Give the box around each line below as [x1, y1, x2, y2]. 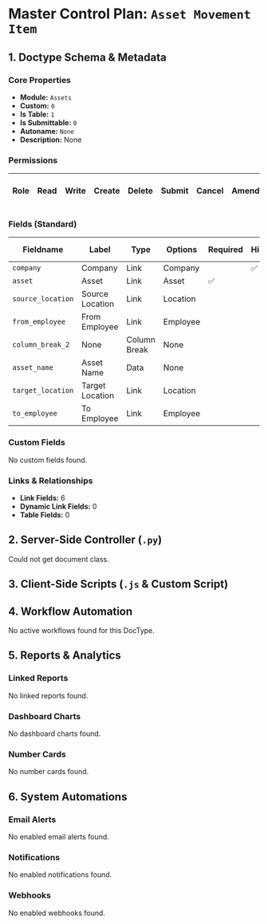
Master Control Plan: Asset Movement [8, 5, 251, 23]
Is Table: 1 [19, 109, 55, 119]
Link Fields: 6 [19, 493, 65, 503]
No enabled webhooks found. [8, 908, 106, 918]
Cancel [196, 185, 224, 196]
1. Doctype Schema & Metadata [8, 50, 167, 64]
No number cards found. [8, 767, 89, 777]
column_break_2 [12, 340, 70, 349]
